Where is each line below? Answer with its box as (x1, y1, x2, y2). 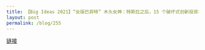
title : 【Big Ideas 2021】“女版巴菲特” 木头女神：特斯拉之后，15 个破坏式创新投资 (6, 8, 198, 15)
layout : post (6, 14, 40, 20)
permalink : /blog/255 (6, 20, 62, 26)
